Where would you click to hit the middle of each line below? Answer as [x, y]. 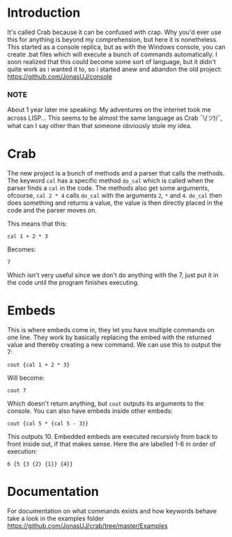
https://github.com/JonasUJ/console [60, 76]
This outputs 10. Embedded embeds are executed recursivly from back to [113, 437]
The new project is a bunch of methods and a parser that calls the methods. [116, 173]
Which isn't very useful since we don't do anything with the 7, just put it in [113, 275]
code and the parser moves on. [52, 210]
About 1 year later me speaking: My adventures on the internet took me [109, 110]
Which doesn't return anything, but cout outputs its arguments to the [106, 404]
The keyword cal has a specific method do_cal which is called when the [111, 181]
